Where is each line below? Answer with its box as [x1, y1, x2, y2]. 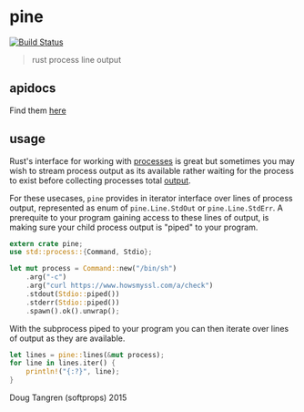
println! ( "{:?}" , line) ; [25, 367, 120, 376]
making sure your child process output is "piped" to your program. [9, 221, 258, 232]
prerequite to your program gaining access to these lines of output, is [9, 211, 269, 222]
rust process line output [31, 54, 121, 65]
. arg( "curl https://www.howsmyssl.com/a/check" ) [25, 281, 214, 291]
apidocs [9, 80, 56, 97]
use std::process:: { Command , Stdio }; [9, 248, 153, 257]
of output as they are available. [9, 333, 126, 344]
